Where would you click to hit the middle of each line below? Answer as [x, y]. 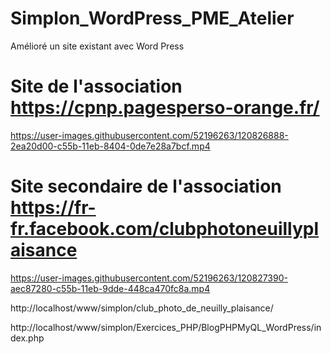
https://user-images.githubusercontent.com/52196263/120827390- [149, 278]
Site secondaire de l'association [146, 186]
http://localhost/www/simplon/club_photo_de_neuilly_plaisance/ [142, 308]
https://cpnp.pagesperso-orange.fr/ [165, 108]
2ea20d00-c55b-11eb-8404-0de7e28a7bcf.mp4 [110, 146]
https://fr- [53, 208]
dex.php [27, 338]
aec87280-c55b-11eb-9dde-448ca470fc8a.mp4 [110, 288]
